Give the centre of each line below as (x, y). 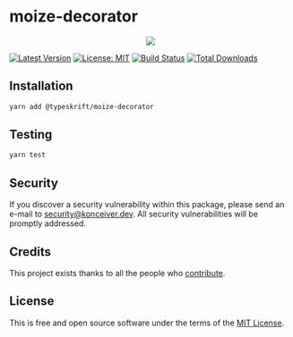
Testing (31, 135)
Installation (41, 86)
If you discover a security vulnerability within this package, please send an (147, 205)
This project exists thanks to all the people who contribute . (117, 273)
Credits (30, 252)
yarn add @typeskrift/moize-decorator (82, 106)
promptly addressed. (48, 223)
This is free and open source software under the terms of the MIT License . (147, 323)
